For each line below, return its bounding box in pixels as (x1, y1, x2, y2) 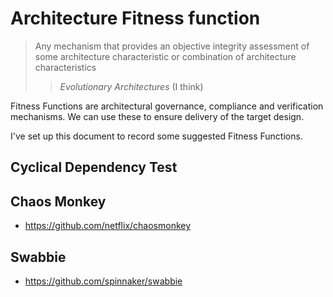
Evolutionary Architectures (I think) (59, 80, 204, 92)
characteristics (34, 61, 97, 73)
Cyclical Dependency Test (10, 159, 178, 176)
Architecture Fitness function (10, 7, 261, 30)
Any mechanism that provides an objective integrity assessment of (34, 40, 310, 52)
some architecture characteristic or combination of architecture (34, 50, 297, 62)
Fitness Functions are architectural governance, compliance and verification (10, 100, 324, 112)
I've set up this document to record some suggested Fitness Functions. (10, 130, 303, 142)
